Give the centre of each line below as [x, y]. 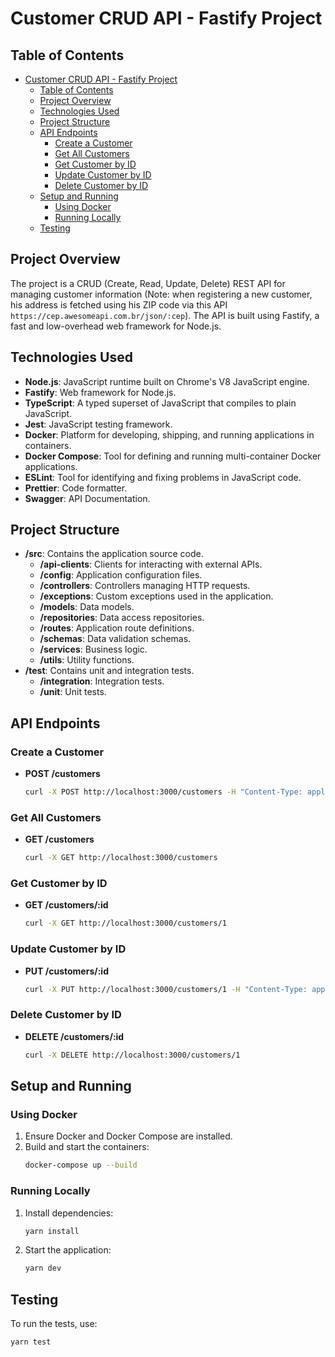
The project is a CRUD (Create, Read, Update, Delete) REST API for [148, 283]
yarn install [52, 1231]
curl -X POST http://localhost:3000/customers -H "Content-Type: [163, 792]
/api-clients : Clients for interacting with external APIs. [151, 564]
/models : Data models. [87, 607]
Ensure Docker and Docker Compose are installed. [128, 1136]
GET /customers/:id [66, 905]
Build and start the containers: [87, 1147]
